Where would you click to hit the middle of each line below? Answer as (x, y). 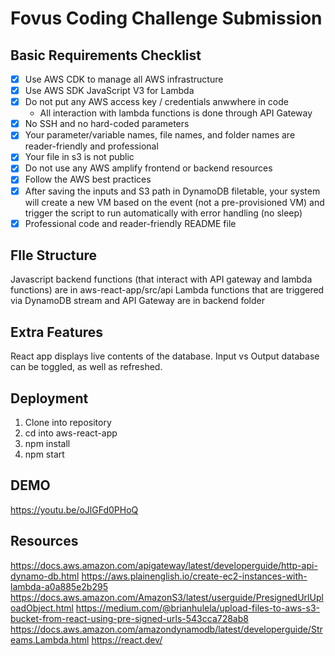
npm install (47, 444)
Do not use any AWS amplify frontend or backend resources (148, 168)
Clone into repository (68, 423)
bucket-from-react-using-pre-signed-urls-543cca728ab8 (129, 618)
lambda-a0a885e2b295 (59, 586)
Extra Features (57, 332)
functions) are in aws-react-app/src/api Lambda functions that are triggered (167, 290)
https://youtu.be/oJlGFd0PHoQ (74, 509)
